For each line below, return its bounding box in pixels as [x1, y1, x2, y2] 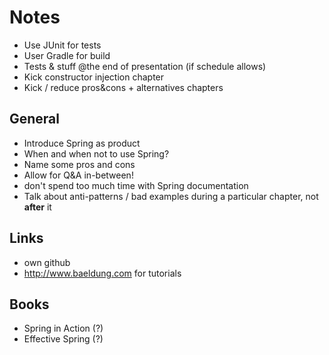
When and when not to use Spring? [23, 147, 170, 160]
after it [23, 201, 52, 213]
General [9, 111, 61, 128]
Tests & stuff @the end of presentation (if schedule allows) [23, 60, 267, 72]
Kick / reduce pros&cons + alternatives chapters [23, 81, 224, 93]
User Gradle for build [23, 49, 111, 61]
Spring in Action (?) [23, 322, 104, 335]
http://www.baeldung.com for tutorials [23, 267, 182, 279]
